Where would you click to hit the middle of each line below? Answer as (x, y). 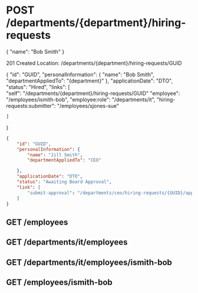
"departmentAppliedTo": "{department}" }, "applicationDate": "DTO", (89, 81)
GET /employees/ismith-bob (60, 282)
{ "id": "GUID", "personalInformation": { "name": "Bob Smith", (80, 74)
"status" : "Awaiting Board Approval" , (64, 182)
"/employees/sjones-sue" (88, 106)
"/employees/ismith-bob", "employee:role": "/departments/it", (81, 99)
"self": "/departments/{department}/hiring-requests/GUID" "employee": (93, 93)
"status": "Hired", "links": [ (38, 87)
